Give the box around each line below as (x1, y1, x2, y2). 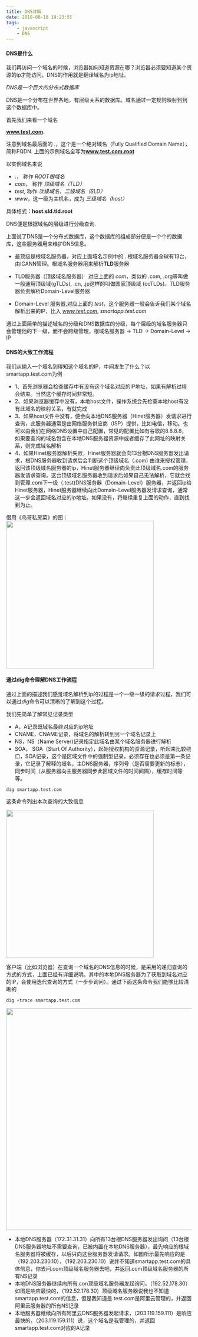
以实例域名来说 (6, 160, 42, 167)
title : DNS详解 (6, 8, 42, 15)
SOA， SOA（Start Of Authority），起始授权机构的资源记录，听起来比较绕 (14, 745, 192, 752)
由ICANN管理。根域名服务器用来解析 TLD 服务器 (14, 260, 130, 267)
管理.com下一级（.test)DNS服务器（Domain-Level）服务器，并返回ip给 (19, 479, 192, 486)
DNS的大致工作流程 (6, 348, 54, 356)
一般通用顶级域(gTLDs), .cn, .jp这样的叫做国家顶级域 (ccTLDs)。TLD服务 (14, 280, 190, 288)
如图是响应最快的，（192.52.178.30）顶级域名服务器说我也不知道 (14, 1287, 170, 1294)
